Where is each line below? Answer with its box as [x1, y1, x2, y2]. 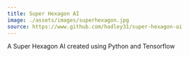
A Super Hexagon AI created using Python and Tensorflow [7, 42, 176, 51]
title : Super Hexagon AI [7, 10, 80, 17]
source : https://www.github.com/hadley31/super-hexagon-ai [7, 23, 183, 30]
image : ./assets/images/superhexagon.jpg [7, 17, 130, 24]
